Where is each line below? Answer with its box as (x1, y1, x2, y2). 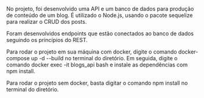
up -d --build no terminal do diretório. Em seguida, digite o (31, 55, 178, 61)
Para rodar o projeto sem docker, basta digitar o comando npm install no (6, 79, 188, 86)
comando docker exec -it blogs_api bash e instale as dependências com (6, 61, 188, 68)
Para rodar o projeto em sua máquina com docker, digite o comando (6, 48, 177, 55)
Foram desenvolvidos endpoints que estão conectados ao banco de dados (6, 30, 194, 37)
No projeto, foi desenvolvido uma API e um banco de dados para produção (6, 5, 194, 12)
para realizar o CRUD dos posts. (6, 18, 87, 25)
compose (6, 55, 30, 61)
